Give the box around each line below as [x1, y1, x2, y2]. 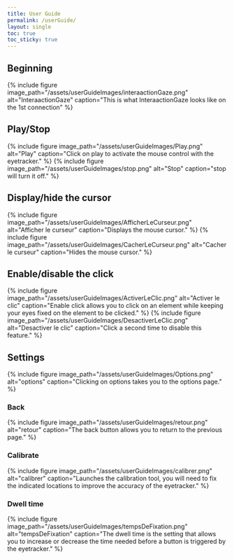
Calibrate [7, 451, 40, 461]
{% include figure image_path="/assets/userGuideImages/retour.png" [7, 418, 208, 427]
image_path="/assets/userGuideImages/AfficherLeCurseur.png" [7, 218, 192, 226]
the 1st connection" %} [7, 103, 73, 111]
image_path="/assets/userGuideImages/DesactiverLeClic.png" [7, 316, 189, 325]
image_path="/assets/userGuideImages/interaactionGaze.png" [7, 88, 189, 97]
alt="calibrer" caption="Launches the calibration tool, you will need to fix [7, 474, 217, 482]
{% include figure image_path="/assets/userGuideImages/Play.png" [7, 141, 203, 150]
